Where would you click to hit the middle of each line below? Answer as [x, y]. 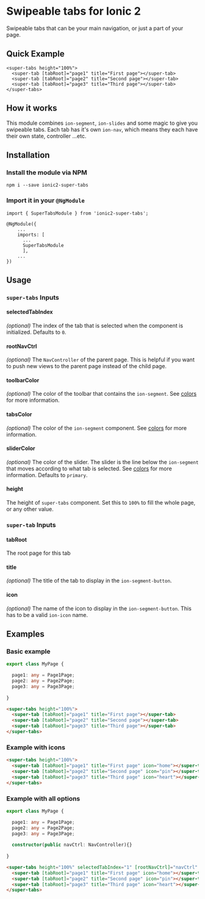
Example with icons [36, 747]
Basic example [28, 651]
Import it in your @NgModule [46, 201]
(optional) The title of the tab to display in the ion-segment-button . [89, 581]
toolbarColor [23, 380]
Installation [28, 155]
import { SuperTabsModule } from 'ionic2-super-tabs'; [77, 213]
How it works [32, 108]
